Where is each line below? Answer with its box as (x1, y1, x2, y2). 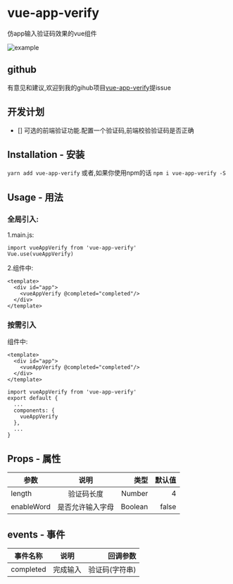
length (11, 489, 32, 499)
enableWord (11, 502, 51, 512)
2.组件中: (7, 264, 34, 272)
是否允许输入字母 (57, 502, 115, 512)
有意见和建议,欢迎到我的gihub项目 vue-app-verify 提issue (7, 83, 171, 92)
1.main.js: (7, 231, 34, 239)
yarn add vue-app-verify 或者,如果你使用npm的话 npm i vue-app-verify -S (7, 169, 227, 177)
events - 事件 (7, 528, 65, 540)
